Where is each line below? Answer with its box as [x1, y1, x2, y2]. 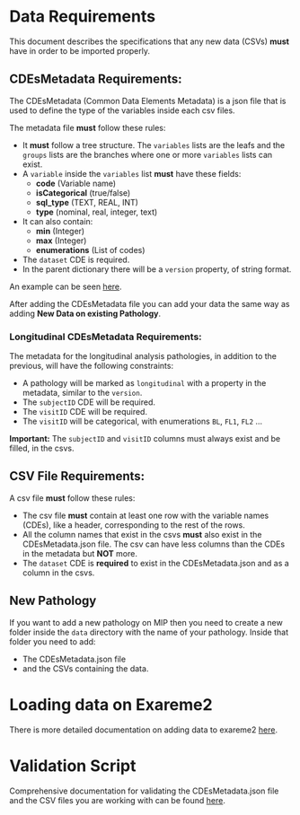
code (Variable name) [35, 178, 117, 188]
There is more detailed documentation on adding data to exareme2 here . [9, 724, 278, 735]
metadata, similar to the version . [22, 388, 143, 399]
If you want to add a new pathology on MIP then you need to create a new [9, 617, 283, 627]
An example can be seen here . [9, 281, 123, 292]
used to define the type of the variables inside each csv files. [9, 105, 235, 116]
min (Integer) [35, 225, 85, 236]
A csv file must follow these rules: [9, 492, 136, 504]
